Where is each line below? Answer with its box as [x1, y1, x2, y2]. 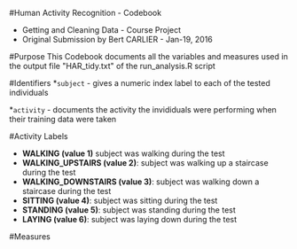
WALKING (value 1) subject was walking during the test [21, 148, 225, 159]
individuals [9, 88, 49, 97]
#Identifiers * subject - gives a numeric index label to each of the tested [9, 78, 270, 88]
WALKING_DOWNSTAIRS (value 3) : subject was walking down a [21, 176, 260, 187]
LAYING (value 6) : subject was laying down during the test [21, 214, 238, 224]
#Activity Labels [9, 131, 68, 141]
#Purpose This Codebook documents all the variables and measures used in [9, 51, 288, 61]
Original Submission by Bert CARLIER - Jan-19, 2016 [21, 35, 213, 44]
